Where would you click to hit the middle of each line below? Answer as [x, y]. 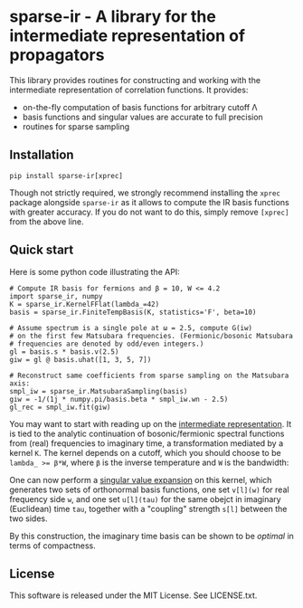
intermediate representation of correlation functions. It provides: [129, 90]
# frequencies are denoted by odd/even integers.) [107, 344]
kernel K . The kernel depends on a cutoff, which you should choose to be [146, 452]
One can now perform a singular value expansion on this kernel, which [141, 480]
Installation [42, 155]
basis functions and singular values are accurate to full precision [143, 117]
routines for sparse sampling [76, 126]
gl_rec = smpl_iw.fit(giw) [60, 407]
